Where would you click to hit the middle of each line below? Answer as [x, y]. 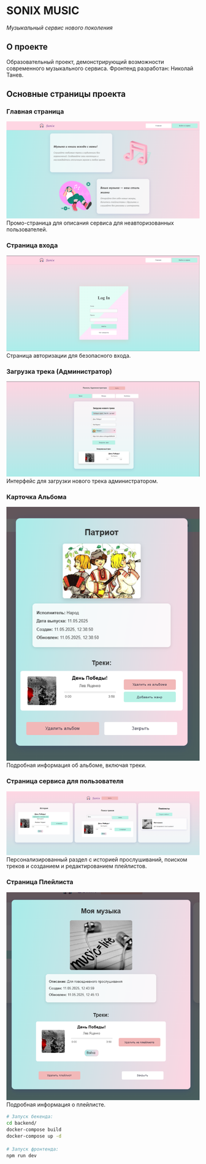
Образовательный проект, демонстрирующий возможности [85, 61]
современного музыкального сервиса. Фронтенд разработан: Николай [100, 68]
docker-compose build [34, 1130]
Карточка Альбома [36, 497]
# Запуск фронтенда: [33, 1149]
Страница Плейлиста [40, 882]
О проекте [27, 47]
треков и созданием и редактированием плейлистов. [77, 866]
